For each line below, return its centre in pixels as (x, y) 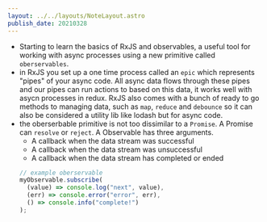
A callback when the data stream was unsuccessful (117, 149)
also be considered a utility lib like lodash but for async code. (121, 115)
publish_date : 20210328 (48, 23)
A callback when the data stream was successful (113, 140)
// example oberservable (61, 173)
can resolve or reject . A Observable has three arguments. (117, 132)
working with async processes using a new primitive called (117, 55)
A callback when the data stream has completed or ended (127, 157)
